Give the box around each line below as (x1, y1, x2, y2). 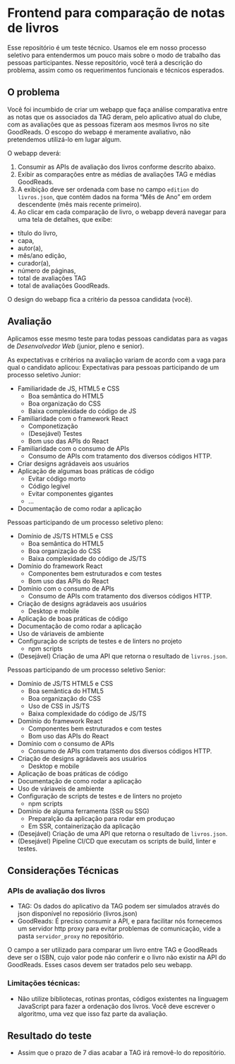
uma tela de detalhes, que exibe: (17, 215, 113, 223)
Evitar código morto (28, 474, 86, 483)
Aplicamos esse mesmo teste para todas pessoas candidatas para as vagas (7, 334, 228, 343)
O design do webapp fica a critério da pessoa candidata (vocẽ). (7, 295, 193, 303)
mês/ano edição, (17, 251, 67, 259)
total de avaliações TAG (17, 273, 87, 282)
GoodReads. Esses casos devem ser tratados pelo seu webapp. (7, 961, 193, 969)
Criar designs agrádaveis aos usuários (17, 459, 129, 468)
